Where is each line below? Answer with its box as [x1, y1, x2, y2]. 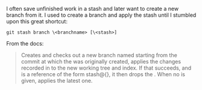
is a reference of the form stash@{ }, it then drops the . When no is [21, 71, 186, 77]
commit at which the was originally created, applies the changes [21, 58, 181, 65]
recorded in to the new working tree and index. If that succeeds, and [21, 64, 192, 71]
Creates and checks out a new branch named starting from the [21, 52, 178, 59]
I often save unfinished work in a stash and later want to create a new [6, 5, 179, 12]
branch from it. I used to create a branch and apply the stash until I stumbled [6, 11, 197, 19]
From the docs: [6, 40, 44, 47]
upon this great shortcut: [6, 18, 68, 25]
